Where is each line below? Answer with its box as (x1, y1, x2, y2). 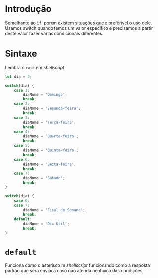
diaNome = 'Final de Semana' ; (23, 207, 85, 212)
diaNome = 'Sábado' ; (23, 176, 65, 181)
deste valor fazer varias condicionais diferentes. (5, 30, 104, 36)
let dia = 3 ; (5, 74, 32, 79)
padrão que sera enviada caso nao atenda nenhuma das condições (5, 267, 143, 273)
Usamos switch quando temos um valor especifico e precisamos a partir (5, 25, 153, 31)
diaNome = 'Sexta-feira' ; (23, 162, 77, 167)
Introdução (5, 3, 52, 15)
